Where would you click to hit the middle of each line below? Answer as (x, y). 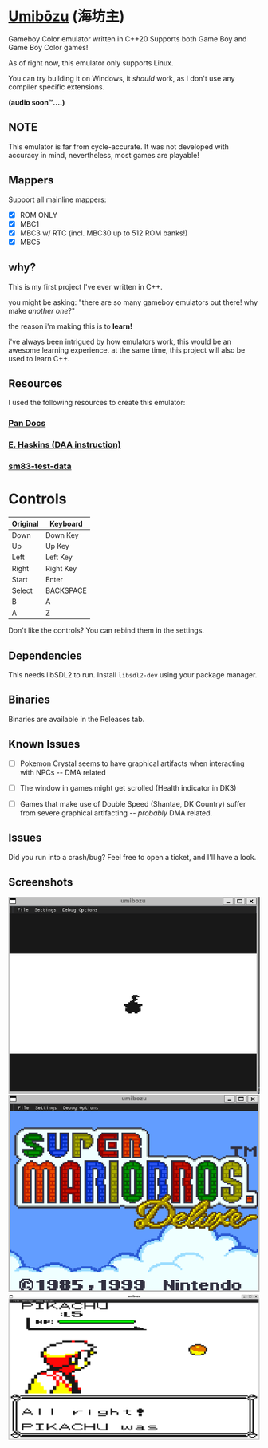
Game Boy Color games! (48, 47)
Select (22, 590)
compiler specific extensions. (57, 87)
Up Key (57, 546)
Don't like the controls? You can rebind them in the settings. (106, 630)
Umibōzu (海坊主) (67, 16)
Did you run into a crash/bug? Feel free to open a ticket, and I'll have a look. (132, 857)
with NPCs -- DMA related (63, 772)
